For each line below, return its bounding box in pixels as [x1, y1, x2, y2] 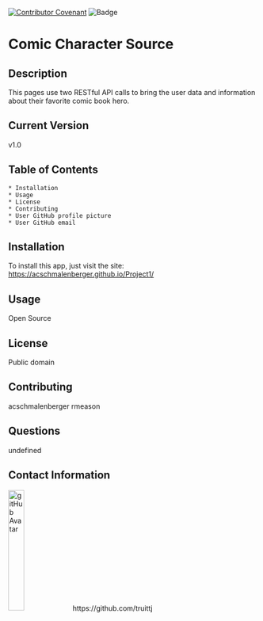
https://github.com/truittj [72, 603, 153, 613]
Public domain [8, 357, 55, 368]
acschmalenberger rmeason [8, 401, 101, 411]
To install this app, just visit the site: [8, 261, 124, 271]
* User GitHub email [8, 219, 77, 227]
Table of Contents [8, 163, 99, 177]
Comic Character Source [8, 36, 174, 53]
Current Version [8, 119, 90, 132]
